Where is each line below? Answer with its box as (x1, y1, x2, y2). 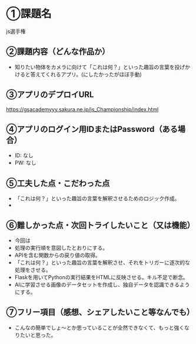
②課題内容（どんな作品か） (6, 47, 110, 57)
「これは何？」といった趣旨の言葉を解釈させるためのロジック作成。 (14, 195, 180, 202)
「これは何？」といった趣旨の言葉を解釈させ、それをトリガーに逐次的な (14, 259, 190, 266)
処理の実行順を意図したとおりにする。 (14, 244, 108, 251)
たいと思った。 (19, 331, 57, 338)
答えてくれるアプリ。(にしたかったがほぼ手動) (30, 71, 142, 78)
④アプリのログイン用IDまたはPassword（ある (6, 124, 178, 134)
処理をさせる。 (14, 266, 51, 273)
